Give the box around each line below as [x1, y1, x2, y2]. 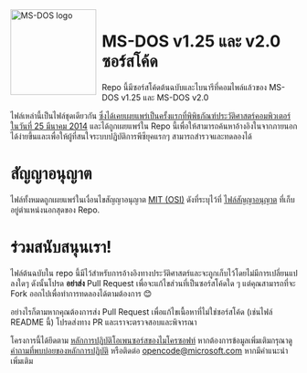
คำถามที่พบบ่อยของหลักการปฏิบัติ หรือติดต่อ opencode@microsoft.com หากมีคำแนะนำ [10, 345, 289, 356]
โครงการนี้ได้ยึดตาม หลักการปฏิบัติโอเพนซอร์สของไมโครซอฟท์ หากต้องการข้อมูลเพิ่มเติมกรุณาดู [10, 335, 293, 346]
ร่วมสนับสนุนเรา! [10, 237, 112, 258]
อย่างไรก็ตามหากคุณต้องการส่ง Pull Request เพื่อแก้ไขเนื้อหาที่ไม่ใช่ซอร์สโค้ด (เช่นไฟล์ [10, 306, 273, 317]
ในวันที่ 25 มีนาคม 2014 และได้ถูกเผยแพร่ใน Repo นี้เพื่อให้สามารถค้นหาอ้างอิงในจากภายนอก [10, 120, 298, 131]
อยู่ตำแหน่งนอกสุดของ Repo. [10, 204, 101, 215]
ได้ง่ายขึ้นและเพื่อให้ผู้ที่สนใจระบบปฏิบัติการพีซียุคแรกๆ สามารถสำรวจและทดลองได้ [10, 130, 252, 141]
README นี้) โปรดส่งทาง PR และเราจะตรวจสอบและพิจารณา [10, 316, 197, 327]
